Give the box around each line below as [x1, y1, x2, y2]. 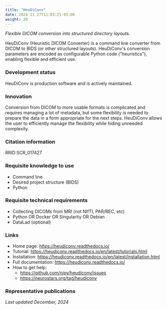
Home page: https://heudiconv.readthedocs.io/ [12, 243, 110, 249]
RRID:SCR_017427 [5, 149, 43, 156]
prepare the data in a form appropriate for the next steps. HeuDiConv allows [5, 115, 162, 121]
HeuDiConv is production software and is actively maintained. [5, 80, 133, 86]
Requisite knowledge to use [5, 162, 74, 169]
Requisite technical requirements [5, 197, 88, 204]
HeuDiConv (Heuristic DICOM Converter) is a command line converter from [5, 40, 160, 46]
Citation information [5, 138, 56, 145]
